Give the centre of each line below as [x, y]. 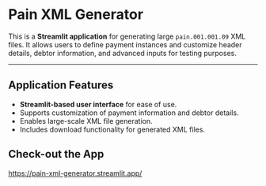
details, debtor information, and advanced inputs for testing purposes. [123, 53]
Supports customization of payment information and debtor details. [129, 113]
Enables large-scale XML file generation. [86, 121]
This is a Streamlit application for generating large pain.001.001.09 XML [127, 36]
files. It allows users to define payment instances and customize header [125, 44]
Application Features [61, 86]
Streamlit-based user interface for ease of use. [98, 104]
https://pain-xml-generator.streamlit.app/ [75, 173]
